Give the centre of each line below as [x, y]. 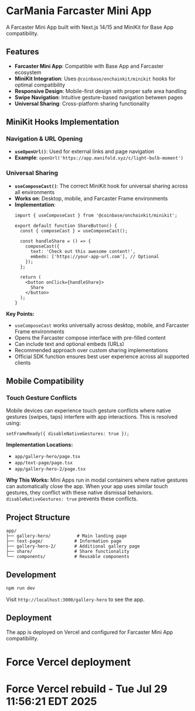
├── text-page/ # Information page [64, 541]
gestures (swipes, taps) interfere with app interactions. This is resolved [92, 417]
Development [31, 575]
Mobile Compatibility [45, 381]
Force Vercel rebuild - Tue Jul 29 [87, 689]
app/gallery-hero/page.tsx [47, 457]
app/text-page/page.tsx [44, 463]
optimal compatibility [40, 85]
